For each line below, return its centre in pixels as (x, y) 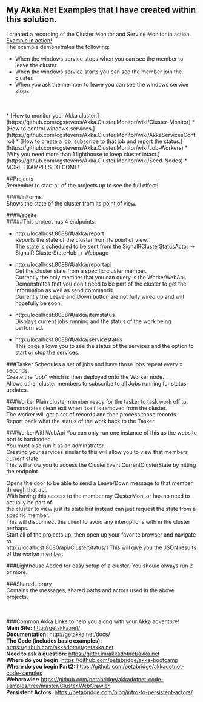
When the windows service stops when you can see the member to (99, 59)
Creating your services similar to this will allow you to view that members (97, 452)
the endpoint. (23, 471)
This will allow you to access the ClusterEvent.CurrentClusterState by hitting (101, 465)
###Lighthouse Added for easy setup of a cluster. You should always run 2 (100, 566)
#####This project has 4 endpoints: (51, 221)
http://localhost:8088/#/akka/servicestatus (69, 339)
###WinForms (24, 197)
